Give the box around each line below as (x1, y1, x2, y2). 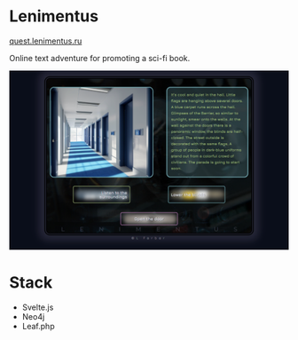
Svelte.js (21, 302, 54, 312)
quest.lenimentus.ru (9, 36, 82, 46)
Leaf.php (21, 320, 55, 331)
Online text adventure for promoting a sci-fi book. (9, 52, 191, 63)
